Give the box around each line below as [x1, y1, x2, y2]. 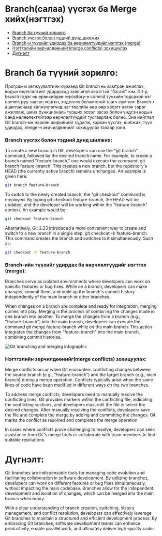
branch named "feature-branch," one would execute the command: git [5, 158, 145, 164]
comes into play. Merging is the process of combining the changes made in [5, 309, 155, 315]
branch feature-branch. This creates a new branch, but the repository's [5, 163, 147, 169]
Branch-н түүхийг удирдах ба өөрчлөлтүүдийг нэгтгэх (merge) [12, 40, 141, 46]
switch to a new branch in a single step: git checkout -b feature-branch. [5, 230, 148, 236]
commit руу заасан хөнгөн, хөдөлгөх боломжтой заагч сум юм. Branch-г [5, 98, 155, 105]
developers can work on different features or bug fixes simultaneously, [5, 480, 146, 486]
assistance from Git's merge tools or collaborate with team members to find [5, 432, 156, 438]
